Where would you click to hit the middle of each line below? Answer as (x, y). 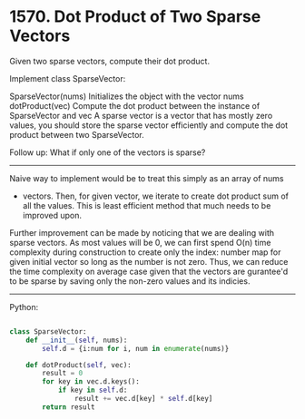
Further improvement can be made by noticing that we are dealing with (142, 232)
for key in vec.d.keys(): (91, 382)
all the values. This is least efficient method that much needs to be (147, 205)
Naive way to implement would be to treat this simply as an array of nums (147, 178)
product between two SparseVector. (77, 134)
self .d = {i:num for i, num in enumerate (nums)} (136, 348)
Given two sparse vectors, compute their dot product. (110, 61)
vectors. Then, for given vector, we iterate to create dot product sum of (155, 196)
